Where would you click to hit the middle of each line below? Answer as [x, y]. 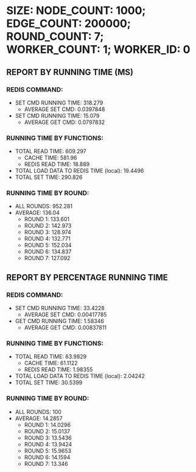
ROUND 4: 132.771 [47, 239]
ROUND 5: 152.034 [48, 245]
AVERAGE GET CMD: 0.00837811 [65, 328]
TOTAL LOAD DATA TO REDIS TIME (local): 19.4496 [79, 171]
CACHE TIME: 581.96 [51, 158]
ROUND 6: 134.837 [48, 252]
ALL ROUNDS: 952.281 [44, 206]
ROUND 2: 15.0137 [47, 431]
